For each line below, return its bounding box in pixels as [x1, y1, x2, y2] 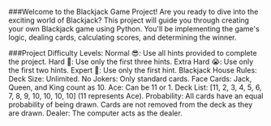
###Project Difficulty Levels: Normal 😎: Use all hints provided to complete [8, 48, 257, 57]
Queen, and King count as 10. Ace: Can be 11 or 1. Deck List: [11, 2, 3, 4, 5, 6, [8, 82, 262, 92]
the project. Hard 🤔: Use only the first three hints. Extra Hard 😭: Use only [8, 57, 254, 66]
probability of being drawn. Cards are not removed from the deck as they [8, 100, 253, 109]
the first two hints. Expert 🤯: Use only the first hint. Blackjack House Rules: [8, 65, 257, 75]
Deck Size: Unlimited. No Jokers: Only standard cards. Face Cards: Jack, [8, 74, 252, 83]
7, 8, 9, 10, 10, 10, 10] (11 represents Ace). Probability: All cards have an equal [8, 91, 264, 100]
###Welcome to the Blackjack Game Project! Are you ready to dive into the [8, 7, 259, 16]
